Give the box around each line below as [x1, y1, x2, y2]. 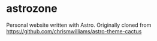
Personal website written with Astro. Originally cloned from [6, 21, 152, 29]
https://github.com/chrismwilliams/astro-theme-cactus [6, 27, 142, 34]
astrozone [6, 2, 58, 15]
